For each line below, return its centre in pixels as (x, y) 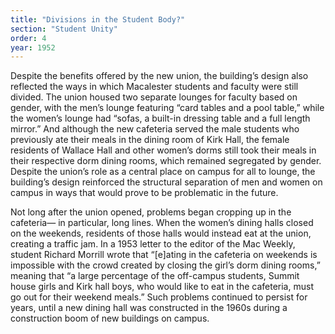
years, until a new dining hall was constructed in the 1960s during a (149, 308)
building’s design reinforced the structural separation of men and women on (166, 182)
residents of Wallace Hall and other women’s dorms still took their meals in (163, 150)
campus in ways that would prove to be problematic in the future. (144, 193)
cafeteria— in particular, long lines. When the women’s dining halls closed (162, 223)
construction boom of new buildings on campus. (110, 318)
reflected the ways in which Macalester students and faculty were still (154, 87)
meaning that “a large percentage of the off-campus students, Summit (155, 276)
